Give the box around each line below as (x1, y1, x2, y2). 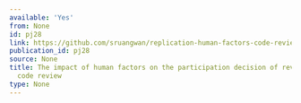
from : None (9, 21, 50, 30)
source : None (9, 55, 58, 64)
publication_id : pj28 (9, 47, 90, 56)
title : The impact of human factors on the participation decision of (9, 64, 279, 73)
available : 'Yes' (9, 13, 74, 22)
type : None (9, 80, 50, 89)
